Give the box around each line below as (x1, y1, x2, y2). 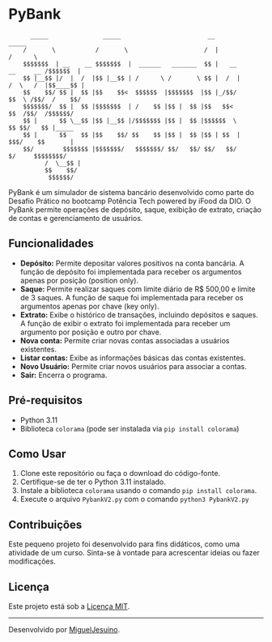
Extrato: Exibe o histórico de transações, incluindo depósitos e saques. (19, 309, 259, 320)
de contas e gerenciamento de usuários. (8, 213, 143, 223)
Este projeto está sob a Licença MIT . (8, 602, 130, 611)
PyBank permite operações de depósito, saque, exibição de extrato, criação (8, 204, 261, 215)
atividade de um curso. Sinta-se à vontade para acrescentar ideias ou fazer (8, 548, 261, 558)
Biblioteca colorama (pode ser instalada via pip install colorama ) (19, 423, 240, 433)
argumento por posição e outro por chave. (19, 327, 162, 337)
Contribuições (8, 517, 83, 531)
